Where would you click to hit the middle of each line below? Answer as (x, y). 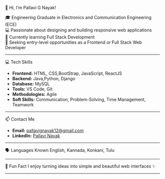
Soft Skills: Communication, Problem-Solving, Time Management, (79, 99)
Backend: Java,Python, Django (44, 78)
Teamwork (23, 105)
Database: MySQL (31, 84)
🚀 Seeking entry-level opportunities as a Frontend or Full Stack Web (74, 42)
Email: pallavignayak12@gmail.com (48, 131)
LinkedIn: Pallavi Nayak (36, 136)
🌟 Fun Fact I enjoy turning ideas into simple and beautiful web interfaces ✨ (81, 166)
